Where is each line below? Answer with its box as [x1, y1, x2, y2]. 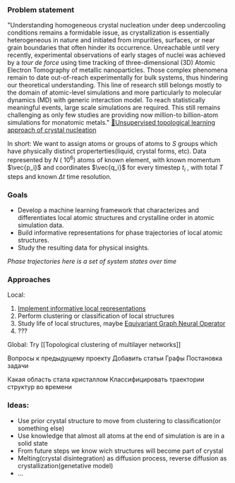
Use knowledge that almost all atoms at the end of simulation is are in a [17, 432, 225, 440]
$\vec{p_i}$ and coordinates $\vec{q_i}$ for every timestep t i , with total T [7, 163, 224, 173]
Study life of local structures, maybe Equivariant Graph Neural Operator [17, 319, 226, 328]
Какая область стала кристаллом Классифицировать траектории [7, 375, 205, 384]
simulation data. [17, 221, 64, 230]
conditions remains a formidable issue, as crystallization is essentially [7, 28, 210, 37]
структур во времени [7, 383, 72, 391]
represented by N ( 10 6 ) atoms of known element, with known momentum [7, 154, 221, 164]
